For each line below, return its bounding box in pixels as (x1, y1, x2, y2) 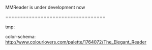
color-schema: (5, 34, 36, 39)
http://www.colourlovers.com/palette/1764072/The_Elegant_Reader (5, 39, 147, 45)
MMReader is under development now (5, 5, 85, 10)
